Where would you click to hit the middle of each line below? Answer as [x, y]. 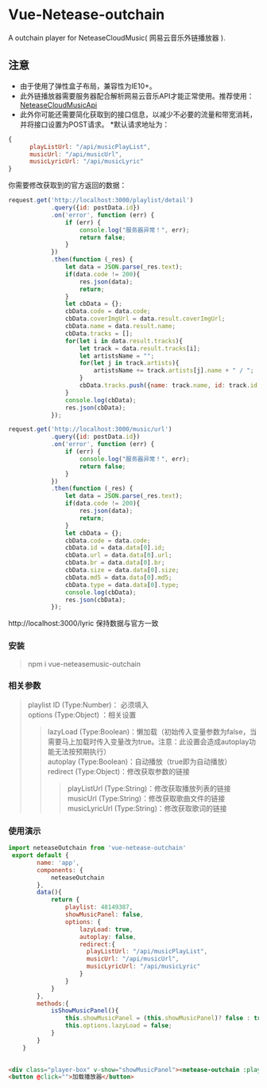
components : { [60, 870]
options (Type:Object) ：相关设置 [82, 714]
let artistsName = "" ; [117, 356]
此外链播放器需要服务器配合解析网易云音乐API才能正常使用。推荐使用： [137, 96]
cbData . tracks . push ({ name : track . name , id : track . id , [170, 385]
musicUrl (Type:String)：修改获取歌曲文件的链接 [146, 798]
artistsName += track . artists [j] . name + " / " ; [174, 371]
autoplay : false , [108, 937]
